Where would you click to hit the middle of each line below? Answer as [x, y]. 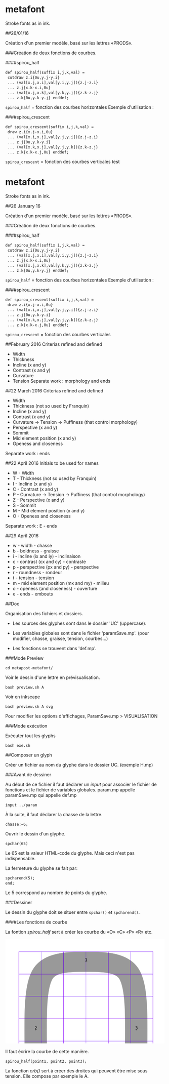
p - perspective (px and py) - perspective [56, 567]
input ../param [21, 805]
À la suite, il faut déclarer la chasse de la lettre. [54, 814]
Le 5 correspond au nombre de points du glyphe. [56, 893]
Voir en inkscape [23, 697]
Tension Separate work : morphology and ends [61, 381]
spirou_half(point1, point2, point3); [46, 1062]
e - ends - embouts [33, 594]
